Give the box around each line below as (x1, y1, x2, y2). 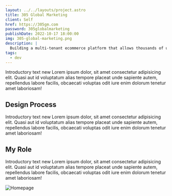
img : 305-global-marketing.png (5, 36, 72, 41)
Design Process (5, 100, 57, 109)
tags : (5, 50, 17, 55)
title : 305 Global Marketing (5, 12, 68, 17)
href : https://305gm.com (5, 21, 58, 27)
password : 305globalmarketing (5, 27, 70, 32)
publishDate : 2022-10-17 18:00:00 (5, 31, 79, 36)
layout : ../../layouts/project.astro (5, 7, 86, 13)
